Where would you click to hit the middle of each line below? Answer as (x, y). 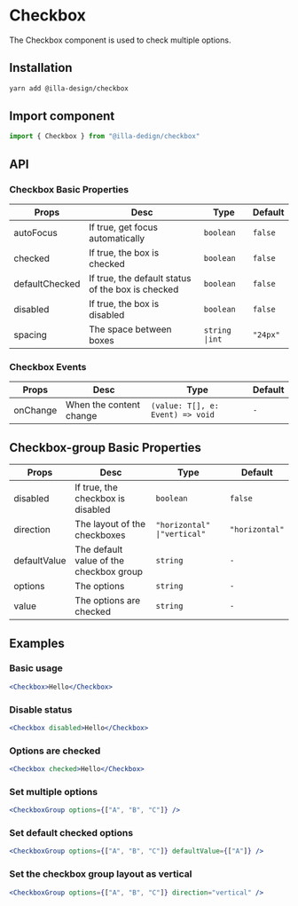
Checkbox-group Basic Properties (106, 448)
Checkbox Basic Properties (69, 189)
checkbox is (100, 499)
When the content (102, 405)
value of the (100, 561)
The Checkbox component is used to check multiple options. (120, 40)
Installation (41, 68)
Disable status (41, 709)
